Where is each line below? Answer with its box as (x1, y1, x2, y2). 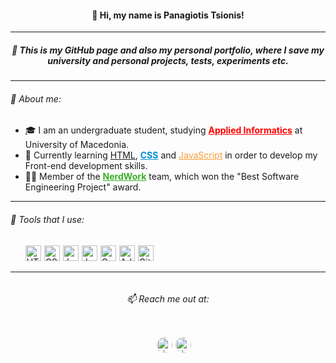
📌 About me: (10, 92, 62, 105)
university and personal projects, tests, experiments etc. (47, 54, 289, 66)
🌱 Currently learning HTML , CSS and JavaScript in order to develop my (24, 149, 318, 161)
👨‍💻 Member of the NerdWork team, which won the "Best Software (24, 171, 300, 183)
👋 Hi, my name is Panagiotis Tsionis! (91, 9, 245, 21)
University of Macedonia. (24, 139, 130, 151)
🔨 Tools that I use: (10, 213, 85, 225)
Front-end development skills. (24, 160, 148, 172)
